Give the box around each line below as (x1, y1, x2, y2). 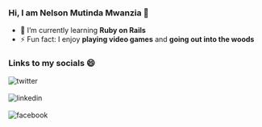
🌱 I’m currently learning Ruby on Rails (19, 26, 147, 35)
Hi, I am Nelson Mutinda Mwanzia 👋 (8, 7, 149, 18)
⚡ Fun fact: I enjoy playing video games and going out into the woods (19, 35, 255, 44)
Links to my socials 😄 (8, 58, 95, 69)
